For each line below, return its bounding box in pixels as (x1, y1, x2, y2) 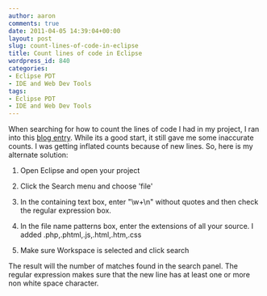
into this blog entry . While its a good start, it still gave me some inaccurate (8, 133, 254, 142)
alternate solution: (8, 150, 69, 160)
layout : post (8, 34, 52, 43)
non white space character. (8, 278, 99, 288)
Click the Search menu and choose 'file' (19, 181, 153, 191)
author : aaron (8, 11, 56, 20)
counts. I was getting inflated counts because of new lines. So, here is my (8, 142, 253, 151)
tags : (8, 87, 27, 95)
